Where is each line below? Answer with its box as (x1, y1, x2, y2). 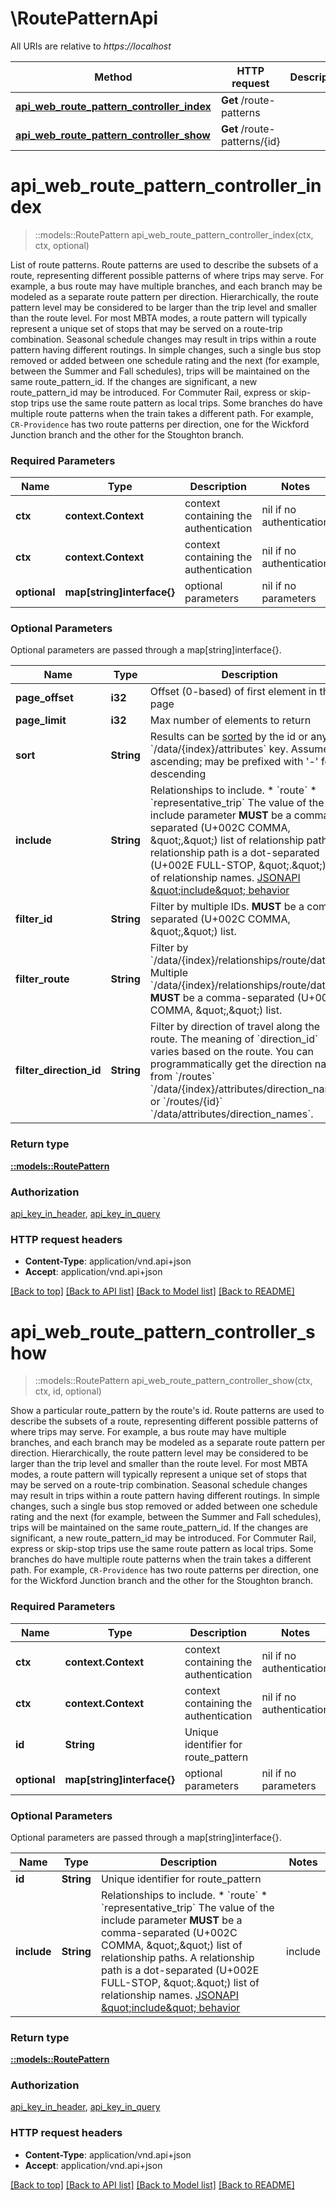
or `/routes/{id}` (149, 1095, 223, 1109)
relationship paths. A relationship (100, 1950, 255, 1964)
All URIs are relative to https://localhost (10, 40, 172, 52)
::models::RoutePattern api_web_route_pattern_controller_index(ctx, (34, 228, 314, 241)
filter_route (15, 972, 70, 986)
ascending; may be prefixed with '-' (149, 755, 319, 769)
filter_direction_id (15, 1063, 102, 1077)
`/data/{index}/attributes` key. (149, 742, 289, 756)
